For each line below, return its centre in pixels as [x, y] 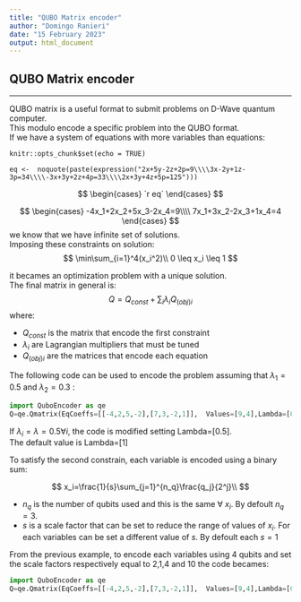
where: [22, 315]
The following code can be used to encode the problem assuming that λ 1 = [148, 377]
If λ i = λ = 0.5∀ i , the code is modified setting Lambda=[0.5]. [121, 432]
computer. [28, 118]
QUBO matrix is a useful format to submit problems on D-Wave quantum [142, 109]
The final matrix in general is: [63, 285]
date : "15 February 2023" [57, 34]
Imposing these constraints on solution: [82, 245]
